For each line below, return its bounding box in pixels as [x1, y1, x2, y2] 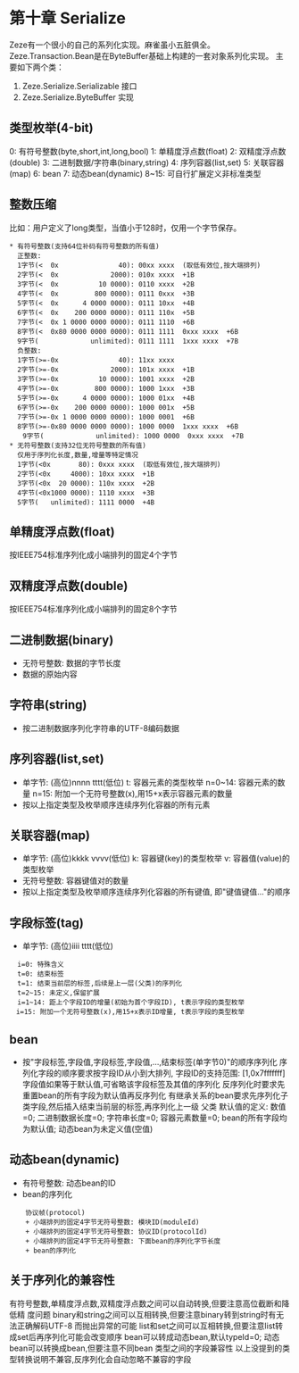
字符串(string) [9, 697, 87, 712]
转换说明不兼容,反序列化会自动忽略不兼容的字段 [16, 1353, 192, 1364]
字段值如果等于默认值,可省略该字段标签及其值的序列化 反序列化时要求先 [21, 1079, 286, 1090]
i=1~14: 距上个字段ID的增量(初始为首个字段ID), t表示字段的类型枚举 [17, 998, 245, 1007]
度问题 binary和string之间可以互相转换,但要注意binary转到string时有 [26, 1309, 277, 1319]
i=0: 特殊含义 [17, 961, 64, 969]
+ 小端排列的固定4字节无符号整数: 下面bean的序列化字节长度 [25, 1236, 221, 1245]
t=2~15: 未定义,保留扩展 [17, 988, 100, 998]
